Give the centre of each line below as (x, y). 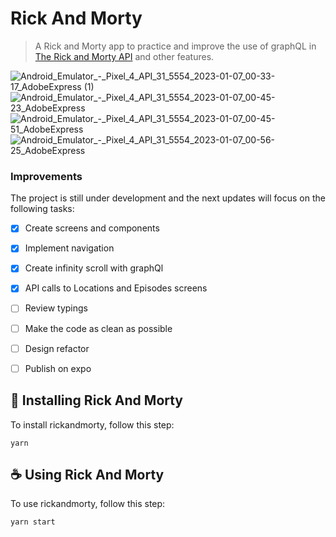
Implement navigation (69, 248)
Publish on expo (58, 368)
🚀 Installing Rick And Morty (97, 400)
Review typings (56, 308)
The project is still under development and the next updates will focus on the (168, 198)
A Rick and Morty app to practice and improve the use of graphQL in (175, 46)
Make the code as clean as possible (98, 328)
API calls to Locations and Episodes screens (116, 288)
